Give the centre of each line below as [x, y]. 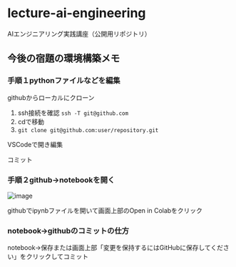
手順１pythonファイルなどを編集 [64, 81]
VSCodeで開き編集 [35, 144]
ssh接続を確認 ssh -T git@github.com [73, 113]
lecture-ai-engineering [77, 13]
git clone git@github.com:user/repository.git [88, 130]
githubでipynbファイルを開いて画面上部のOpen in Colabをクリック [105, 210]
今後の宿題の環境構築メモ [63, 59]
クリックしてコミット [57, 257]
